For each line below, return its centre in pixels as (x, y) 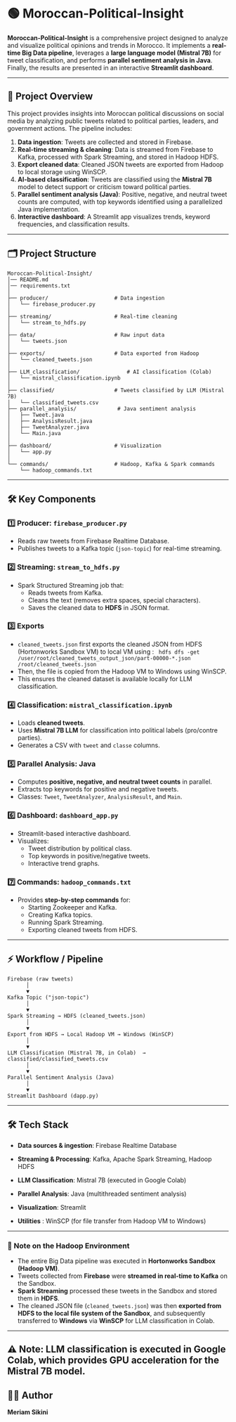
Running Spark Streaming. (66, 922)
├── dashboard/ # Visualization (84, 446)
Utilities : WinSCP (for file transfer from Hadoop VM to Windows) (112, 1221)
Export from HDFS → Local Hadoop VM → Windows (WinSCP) (91, 1034)
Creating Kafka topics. (60, 915)
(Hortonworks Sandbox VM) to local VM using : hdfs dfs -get (109, 652)
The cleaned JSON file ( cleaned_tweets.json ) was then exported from (119, 1305)
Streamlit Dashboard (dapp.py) (53, 1096)
